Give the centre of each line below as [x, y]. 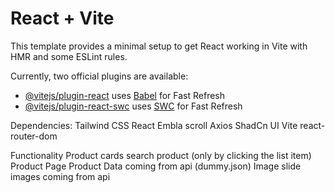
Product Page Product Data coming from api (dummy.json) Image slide [156, 166]
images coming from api [60, 176]
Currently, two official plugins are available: [99, 76]
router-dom [34, 136]
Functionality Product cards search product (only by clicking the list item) [161, 155]
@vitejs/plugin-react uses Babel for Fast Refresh [125, 95]
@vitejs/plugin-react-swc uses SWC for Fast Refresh [133, 106]
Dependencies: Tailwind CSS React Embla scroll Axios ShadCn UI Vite [154, 125]
